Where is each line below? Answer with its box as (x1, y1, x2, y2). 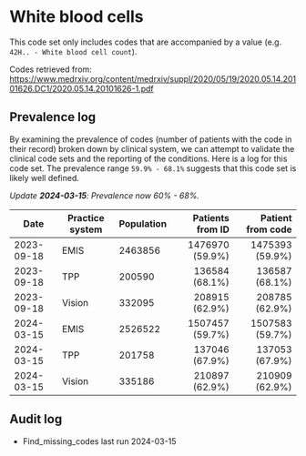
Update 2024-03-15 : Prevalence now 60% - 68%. (9, 189, 200, 201)
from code (245, 223, 292, 236)
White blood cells (9, 6, 144, 27)
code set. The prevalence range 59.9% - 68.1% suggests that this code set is (9, 162, 297, 174)
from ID (196, 223, 229, 236)
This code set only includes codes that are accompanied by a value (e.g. (9, 36, 282, 47)
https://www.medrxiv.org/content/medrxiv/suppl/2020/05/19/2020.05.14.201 (9, 73, 297, 84)
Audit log (9, 411, 63, 427)
